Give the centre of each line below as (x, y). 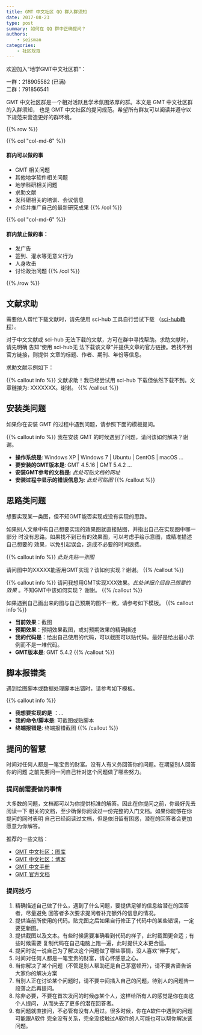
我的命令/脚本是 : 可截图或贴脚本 (54, 721)
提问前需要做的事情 (34, 789)
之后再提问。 (41, 988)
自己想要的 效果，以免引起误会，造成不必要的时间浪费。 (75, 544)
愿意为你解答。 (25, 826)
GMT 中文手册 (32, 866)
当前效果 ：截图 (33, 622)
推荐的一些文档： (27, 839)
